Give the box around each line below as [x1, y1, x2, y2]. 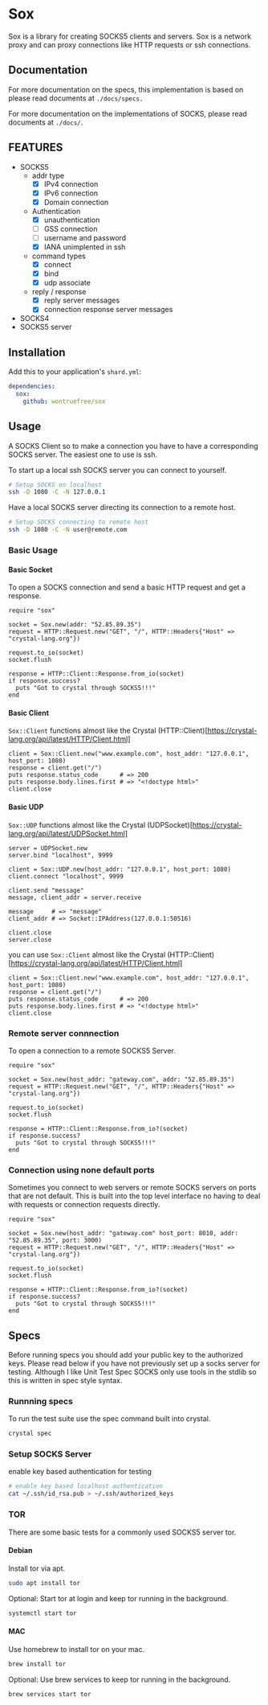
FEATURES [8, 141, 63, 154]
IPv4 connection [43, 179, 99, 189]
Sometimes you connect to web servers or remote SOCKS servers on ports [8, 1183, 257, 1193]
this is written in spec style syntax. [8, 1376, 123, 1385]
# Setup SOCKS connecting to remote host [8, 518, 149, 527]
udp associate [43, 278, 91, 288]
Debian [8, 1546, 33, 1555]
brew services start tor [8, 1690, 91, 1698]
